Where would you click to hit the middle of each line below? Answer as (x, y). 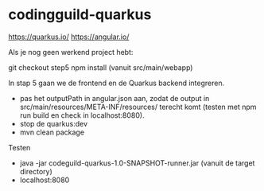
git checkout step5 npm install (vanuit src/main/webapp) (101, 67)
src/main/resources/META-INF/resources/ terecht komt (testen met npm (138, 107)
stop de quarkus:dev (54, 123)
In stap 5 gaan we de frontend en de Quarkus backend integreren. (116, 83)
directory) (36, 171)
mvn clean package (52, 132)
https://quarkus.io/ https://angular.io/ (69, 37)
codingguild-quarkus (80, 15)
